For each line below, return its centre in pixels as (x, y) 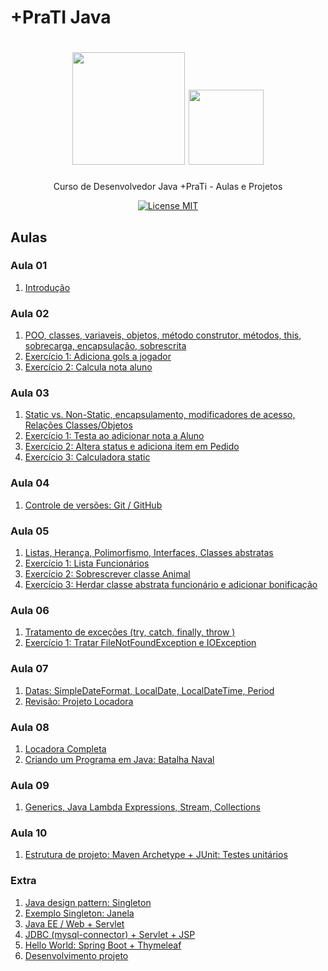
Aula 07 (29, 669)
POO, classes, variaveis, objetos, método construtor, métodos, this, (163, 335)
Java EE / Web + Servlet (74, 923)
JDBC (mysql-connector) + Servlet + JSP (110, 934)
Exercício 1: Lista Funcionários (87, 563)
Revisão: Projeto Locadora (79, 701)
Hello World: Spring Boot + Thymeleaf (103, 945)
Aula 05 (30, 531)
